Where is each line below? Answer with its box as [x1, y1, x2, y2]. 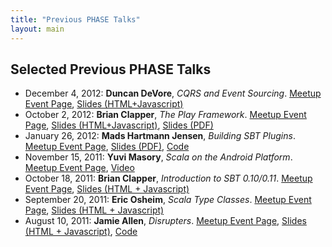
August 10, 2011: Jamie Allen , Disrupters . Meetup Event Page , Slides [24, 215, 307, 227]
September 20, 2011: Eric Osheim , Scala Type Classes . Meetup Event [24, 194, 312, 206]
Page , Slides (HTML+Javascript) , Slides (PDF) [24, 119, 214, 131]
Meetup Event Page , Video [24, 162, 135, 174]
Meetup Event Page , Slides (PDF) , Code [24, 141, 190, 153]
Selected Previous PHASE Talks [10, 61, 212, 78]
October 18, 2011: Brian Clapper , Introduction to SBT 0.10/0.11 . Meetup [24, 172, 313, 185]
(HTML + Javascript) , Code [24, 226, 138, 238]
